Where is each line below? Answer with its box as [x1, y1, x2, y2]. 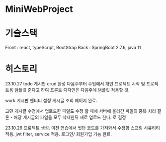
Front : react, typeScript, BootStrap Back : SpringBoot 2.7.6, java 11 [5, 45, 141, 51]
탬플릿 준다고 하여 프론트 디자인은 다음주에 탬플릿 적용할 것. [14, 87, 130, 93]
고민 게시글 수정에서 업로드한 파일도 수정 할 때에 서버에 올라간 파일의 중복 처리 [5, 108, 157, 114]
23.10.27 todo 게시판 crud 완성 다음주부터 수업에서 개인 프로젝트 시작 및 [5, 81, 145, 87]
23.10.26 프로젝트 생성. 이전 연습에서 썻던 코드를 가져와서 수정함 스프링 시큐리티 [5, 125, 160, 131]
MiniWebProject [5, 3, 73, 15]
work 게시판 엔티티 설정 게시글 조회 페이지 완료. [5, 98, 98, 104]
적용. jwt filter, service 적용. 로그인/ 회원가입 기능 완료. [5, 131, 112, 137]
